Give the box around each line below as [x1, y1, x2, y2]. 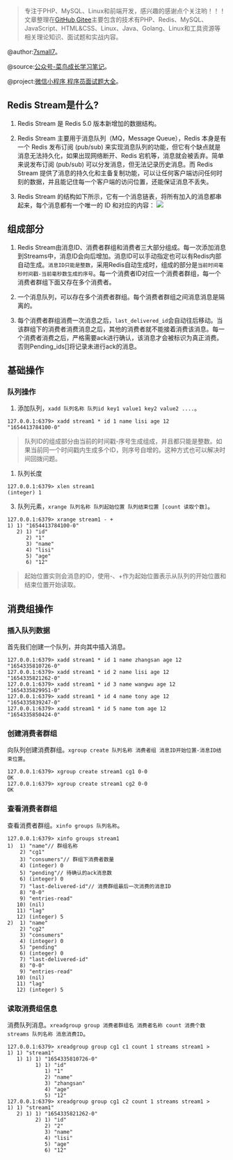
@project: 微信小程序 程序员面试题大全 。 [7, 77, 122, 86]
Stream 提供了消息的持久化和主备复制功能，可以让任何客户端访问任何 [17, 168, 217, 177]
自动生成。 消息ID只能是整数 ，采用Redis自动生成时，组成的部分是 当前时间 [17, 260, 219, 268]
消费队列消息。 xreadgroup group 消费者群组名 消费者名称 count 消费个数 [7, 1020, 206, 1029]
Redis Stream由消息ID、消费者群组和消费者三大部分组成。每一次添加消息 [17, 243, 226, 251]
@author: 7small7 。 [7, 48, 61, 56]
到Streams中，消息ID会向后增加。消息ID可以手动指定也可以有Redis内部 [17, 252, 222, 260]
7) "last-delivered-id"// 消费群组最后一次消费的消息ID [19, 883, 172, 889]
